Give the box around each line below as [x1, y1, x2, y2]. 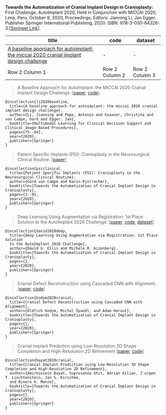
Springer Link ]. [10, 25, 41, 31]
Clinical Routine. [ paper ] [17, 157, 67, 162]
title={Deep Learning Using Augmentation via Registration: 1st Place [9, 233, 158, 238]
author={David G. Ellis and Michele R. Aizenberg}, [9, 246, 119, 251]
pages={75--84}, [9, 130, 43, 135]
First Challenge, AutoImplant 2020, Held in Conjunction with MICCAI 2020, [5, 9, 157, 15]
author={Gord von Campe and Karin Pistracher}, [9, 179, 110, 184]
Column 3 [132, 72, 156, 79]
